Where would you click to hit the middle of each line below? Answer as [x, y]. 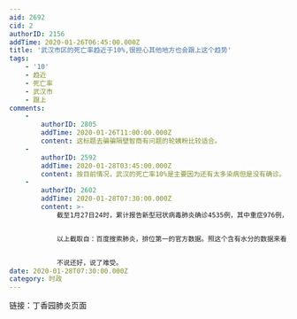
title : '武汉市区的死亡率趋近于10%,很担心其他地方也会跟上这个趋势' [121, 51]
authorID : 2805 [69, 125]
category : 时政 [36, 279]
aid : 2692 [27, 17]
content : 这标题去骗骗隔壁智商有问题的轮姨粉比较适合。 [131, 141]
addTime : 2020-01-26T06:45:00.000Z [75, 42]
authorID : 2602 [69, 191]
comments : [27, 108]
